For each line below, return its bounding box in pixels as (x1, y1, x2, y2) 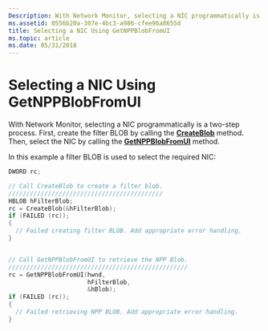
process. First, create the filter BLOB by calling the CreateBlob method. (8, 128, 245, 138)
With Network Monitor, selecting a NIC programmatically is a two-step (8, 119, 240, 129)
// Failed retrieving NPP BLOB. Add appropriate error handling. (15, 308, 239, 317)
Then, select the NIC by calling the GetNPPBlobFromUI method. (8, 137, 221, 147)
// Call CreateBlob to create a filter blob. (8, 182, 163, 190)
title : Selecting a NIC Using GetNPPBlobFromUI (8, 26, 171, 34)
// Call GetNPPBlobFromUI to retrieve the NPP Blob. (8, 256, 189, 264)
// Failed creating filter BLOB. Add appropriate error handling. (15, 227, 242, 235)
